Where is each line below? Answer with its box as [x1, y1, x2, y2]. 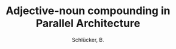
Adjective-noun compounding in [5, 4, 171, 18]
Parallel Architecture [35, 17, 141, 30]
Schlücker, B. [71, 36, 105, 43]
